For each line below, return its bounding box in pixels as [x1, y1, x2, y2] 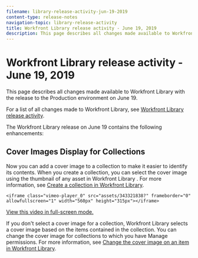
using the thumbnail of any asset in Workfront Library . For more [6, 175, 162, 182]
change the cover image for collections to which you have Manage [6, 232, 168, 239]
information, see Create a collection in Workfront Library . [6, 181, 144, 188]
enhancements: [6, 130, 44, 137]
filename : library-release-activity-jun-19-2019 [6, 8, 128, 15]
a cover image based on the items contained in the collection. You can [6, 226, 177, 233]
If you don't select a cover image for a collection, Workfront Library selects [6, 220, 189, 227]
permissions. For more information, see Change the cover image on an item [6, 239, 190, 246]
